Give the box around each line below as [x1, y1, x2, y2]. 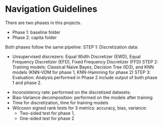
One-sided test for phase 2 [19, 115, 75, 121]
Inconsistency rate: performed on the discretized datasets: [12, 89, 131, 95]
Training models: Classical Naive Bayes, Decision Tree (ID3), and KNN [12, 64, 154, 70]
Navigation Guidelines [5, 3, 97, 15]
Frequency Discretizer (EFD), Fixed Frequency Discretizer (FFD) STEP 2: [12, 59, 159, 64]
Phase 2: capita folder [12, 34, 57, 40]
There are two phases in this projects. [5, 20, 82, 26]
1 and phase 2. [12, 80, 42, 86]
